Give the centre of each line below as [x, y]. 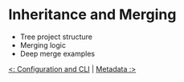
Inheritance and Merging [92, 15]
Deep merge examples [57, 53]
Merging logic [43, 45]
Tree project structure [56, 37]
